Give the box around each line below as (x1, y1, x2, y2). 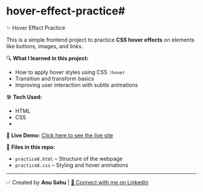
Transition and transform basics (14, 75, 95, 82)
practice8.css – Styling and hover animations (14, 161, 129, 169)
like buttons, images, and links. (6, 42, 83, 49)
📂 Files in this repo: (6, 143, 56, 150)
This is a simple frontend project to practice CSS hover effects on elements (6, 36, 195, 43)
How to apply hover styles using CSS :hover (14, 68, 126, 76)
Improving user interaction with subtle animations (14, 81, 138, 88)
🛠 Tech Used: (6, 93, 42, 101)
